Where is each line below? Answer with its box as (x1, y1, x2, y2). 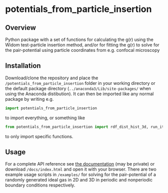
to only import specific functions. (5, 133, 73, 139)
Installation (5, 61, 41, 70)
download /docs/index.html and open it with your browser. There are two (5, 166, 156, 173)
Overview (5, 23, 36, 32)
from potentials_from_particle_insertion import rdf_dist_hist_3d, (5, 124, 149, 129)
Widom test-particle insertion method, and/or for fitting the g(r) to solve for (5, 42, 159, 48)
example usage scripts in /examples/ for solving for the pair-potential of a (5, 172, 156, 178)
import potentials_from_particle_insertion (5, 106, 97, 111)
